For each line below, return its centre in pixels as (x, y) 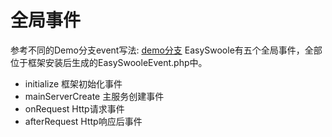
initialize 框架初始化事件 (73, 83)
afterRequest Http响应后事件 (83, 121)
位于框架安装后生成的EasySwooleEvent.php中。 (109, 62)
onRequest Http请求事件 (74, 108)
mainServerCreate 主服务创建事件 (94, 96)
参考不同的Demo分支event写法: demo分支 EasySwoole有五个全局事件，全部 (166, 50)
